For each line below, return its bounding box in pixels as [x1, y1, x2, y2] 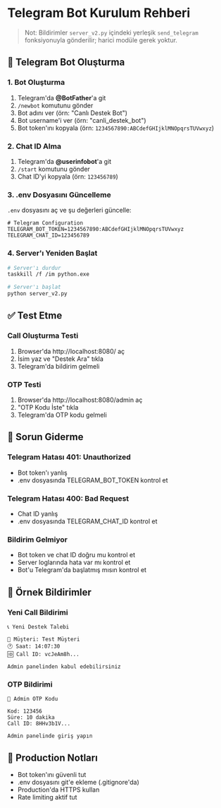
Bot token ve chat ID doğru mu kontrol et [17, 551, 136, 559]
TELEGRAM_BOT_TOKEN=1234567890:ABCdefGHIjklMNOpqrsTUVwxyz [7, 226, 184, 233]
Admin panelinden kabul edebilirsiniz [7, 663, 121, 670]
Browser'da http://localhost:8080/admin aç [17, 396, 143, 404]
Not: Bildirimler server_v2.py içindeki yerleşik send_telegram [24, 28, 198, 37]
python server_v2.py [7, 290, 68, 297]
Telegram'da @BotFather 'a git [17, 93, 106, 102]
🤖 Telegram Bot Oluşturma [7, 57, 125, 69]
